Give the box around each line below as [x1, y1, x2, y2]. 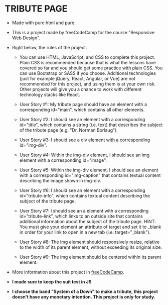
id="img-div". [19, 142, 48, 148]
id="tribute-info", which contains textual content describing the [19, 192, 150, 198]
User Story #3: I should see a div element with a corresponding [19, 137, 150, 143]
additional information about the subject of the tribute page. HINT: [19, 218, 156, 224]
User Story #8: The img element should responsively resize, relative [19, 239, 160, 245]
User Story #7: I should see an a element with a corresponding [19, 208, 149, 214]
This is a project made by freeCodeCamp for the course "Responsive [12, 29, 155, 35]
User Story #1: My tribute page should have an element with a [19, 101, 147, 107]
